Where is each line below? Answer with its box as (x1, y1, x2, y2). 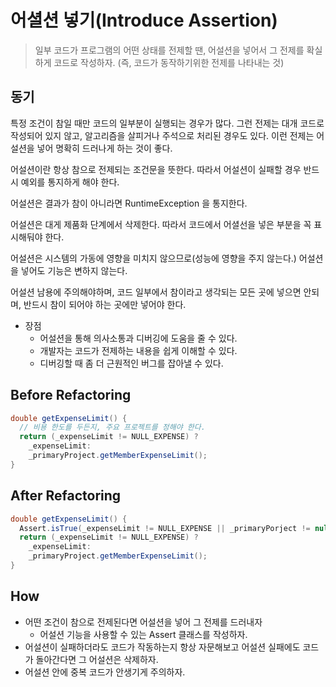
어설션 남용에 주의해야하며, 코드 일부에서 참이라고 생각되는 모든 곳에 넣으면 (10, 286, 302, 298)
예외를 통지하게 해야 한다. (20, 176, 120, 188)
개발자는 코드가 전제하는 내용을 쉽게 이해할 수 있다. (39, 344, 238, 356)
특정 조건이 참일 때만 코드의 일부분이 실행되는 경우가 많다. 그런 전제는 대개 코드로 (10, 117, 325, 129)
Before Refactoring (10, 387, 132, 404)
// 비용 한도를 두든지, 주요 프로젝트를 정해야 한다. (19, 422, 206, 433)
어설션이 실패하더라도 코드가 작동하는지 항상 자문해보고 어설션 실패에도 (24, 641, 301, 653)
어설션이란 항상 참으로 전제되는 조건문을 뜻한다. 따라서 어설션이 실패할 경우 (10, 163, 302, 175)
